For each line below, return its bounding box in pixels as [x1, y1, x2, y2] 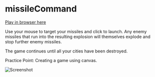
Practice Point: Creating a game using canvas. [5, 57, 97, 63]
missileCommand [5, 3, 77, 14]
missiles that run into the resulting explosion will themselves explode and [5, 34, 151, 39]
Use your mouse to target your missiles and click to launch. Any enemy [5, 28, 147, 34]
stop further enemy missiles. [5, 38, 62, 44]
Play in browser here [5, 19, 46, 25]
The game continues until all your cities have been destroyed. [5, 48, 128, 54]
